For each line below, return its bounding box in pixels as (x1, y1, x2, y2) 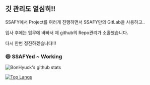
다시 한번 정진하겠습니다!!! (5, 40, 56, 46)
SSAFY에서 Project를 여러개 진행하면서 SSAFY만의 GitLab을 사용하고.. (5, 19, 145, 25)
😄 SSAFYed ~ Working (5, 53, 62, 60)
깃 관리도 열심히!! (5, 4, 56, 13)
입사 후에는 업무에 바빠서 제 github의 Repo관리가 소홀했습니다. (5, 29, 128, 35)
